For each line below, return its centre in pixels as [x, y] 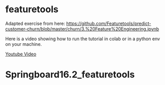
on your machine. [24, 44]
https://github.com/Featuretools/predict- [108, 23]
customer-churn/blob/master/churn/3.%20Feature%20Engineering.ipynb [82, 29]
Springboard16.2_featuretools [70, 75]
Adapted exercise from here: [35, 23]
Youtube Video [21, 54]
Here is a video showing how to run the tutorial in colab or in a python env [83, 39]
